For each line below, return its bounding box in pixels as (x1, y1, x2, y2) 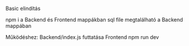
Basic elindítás (5, 5, 41, 12)
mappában (5, 23, 32, 29)
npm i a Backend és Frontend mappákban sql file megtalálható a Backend (5, 16, 183, 23)
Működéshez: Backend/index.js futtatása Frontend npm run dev (5, 34, 159, 40)
